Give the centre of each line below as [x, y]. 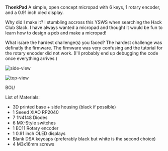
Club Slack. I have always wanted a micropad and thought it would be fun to [84, 27]
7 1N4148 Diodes [30, 117]
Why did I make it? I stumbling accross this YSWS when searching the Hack [83, 22]
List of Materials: [23, 97]
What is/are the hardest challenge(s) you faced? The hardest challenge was [84, 42]
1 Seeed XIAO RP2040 [35, 112]
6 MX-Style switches [34, 123]
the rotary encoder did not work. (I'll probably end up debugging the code [82, 53]
